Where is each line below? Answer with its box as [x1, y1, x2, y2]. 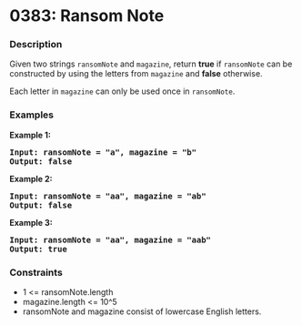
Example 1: [9, 129, 52, 140]
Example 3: [9, 217, 53, 228]
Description [9, 38, 63, 51]
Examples [9, 108, 55, 121]
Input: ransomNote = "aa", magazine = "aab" [9, 234, 212, 245]
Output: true [9, 243, 68, 254]
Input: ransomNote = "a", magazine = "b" [9, 147, 197, 158]
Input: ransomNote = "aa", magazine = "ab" [9, 190, 206, 201]
